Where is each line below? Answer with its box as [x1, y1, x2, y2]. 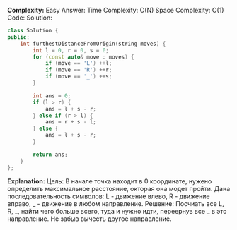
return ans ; [33, 151, 69, 158]
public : [7, 33, 30, 41]
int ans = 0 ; [33, 92, 71, 99]
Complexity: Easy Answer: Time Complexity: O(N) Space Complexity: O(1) [7, 6, 224, 14]
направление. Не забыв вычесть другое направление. [7, 214, 172, 223]
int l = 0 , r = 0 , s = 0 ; [33, 47, 110, 54]
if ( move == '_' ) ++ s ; [45, 73, 112, 80]
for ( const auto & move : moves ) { [33, 53, 134, 61]
